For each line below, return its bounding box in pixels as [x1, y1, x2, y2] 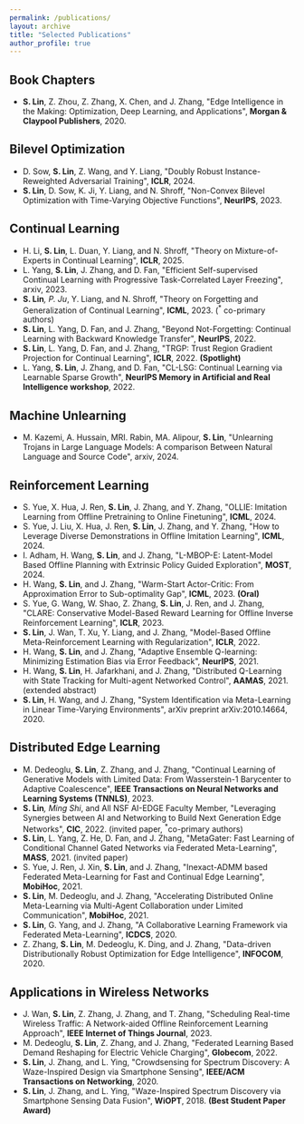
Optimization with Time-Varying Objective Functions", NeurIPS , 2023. [22, 194, 282, 205]
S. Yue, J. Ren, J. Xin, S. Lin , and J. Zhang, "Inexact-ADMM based [22, 862, 269, 873]
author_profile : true [9, 38, 91, 48]
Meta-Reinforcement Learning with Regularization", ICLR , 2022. [22, 636, 261, 647]
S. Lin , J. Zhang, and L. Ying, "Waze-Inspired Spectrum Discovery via [22, 1086, 281, 1097]
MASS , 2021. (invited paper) [22, 852, 128, 863]
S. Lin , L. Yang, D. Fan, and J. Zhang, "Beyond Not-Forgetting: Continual [22, 324, 291, 335]
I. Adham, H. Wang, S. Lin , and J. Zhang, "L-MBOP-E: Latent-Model [22, 550, 273, 561]
